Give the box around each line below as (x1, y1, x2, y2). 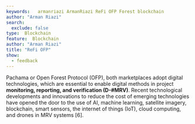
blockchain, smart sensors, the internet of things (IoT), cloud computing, (6, 105, 181, 112)
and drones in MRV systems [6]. (6, 111, 84, 118)
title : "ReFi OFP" (6, 47, 51, 53)
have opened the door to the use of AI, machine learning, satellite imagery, (6, 99, 187, 106)
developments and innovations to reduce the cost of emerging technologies (6, 92, 190, 100)
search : (6, 19, 25, 25)
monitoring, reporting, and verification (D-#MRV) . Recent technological (6, 86, 183, 93)
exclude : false (11, 25, 49, 31)
